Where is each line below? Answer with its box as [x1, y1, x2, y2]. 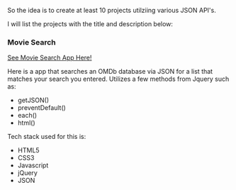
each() [17, 111, 38, 120]
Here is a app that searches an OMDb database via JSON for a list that [7, 67, 213, 76]
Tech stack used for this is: [7, 133, 86, 141]
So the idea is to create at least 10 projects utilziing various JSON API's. [7, 6, 216, 14]
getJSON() [17, 96, 50, 105]
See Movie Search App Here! [7, 53, 92, 62]
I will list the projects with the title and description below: [7, 20, 174, 28]
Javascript [17, 161, 49, 169]
